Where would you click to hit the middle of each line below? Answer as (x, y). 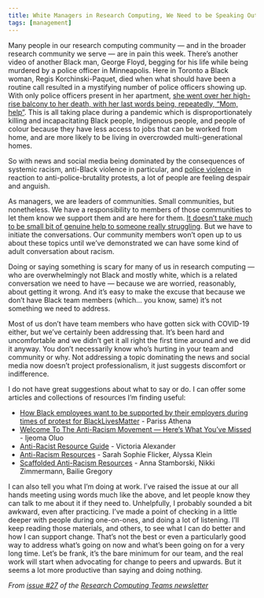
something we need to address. (59, 308)
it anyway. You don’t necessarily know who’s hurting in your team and (121, 349)
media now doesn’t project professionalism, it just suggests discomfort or (127, 365)
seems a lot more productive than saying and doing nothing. (105, 570)
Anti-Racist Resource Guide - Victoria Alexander (97, 446)
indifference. (29, 374)
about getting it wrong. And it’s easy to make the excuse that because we (127, 291)
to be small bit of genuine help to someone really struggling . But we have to (130, 226)
